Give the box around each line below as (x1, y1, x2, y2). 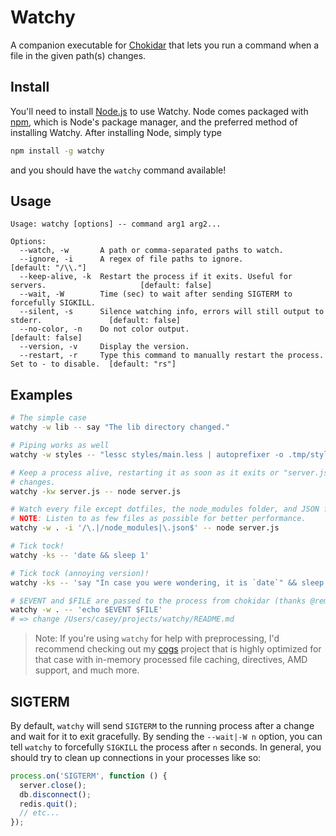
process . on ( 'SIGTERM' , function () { (10, 771, 168, 781)
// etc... (19, 808, 60, 818)
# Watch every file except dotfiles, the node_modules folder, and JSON (10, 504, 320, 515)
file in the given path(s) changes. (10, 49, 147, 61)
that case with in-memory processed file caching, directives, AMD (34, 654, 308, 666)
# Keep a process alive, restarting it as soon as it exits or (10, 467, 280, 478)
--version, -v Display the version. (19, 342, 190, 352)
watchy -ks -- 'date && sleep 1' (10, 550, 150, 560)
